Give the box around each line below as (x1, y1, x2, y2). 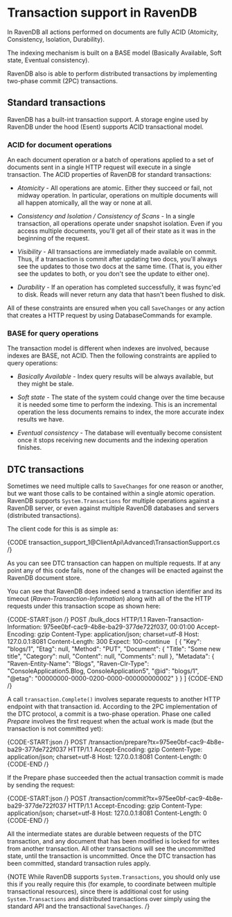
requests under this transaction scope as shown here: (7, 602, 161, 611)
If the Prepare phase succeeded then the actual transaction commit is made (7, 774, 224, 782)
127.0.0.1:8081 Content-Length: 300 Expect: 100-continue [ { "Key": (7, 638, 202, 646)
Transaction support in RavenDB (7, 5, 197, 21)
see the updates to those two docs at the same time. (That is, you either (17, 262, 223, 271)
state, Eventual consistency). (7, 55, 90, 64)
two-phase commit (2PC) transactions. (7, 76, 118, 85)
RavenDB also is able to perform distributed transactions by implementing (7, 69, 217, 78)
